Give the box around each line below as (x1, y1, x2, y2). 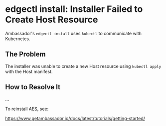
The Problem (5, 50, 46, 59)
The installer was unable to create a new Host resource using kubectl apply (5, 63, 162, 69)
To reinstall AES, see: (5, 106, 49, 112)
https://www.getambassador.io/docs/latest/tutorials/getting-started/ (5, 115, 146, 121)
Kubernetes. (5, 36, 30, 42)
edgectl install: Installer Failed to (5, 3, 143, 15)
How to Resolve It (5, 83, 61, 91)
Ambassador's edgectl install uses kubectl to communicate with (5, 30, 142, 36)
